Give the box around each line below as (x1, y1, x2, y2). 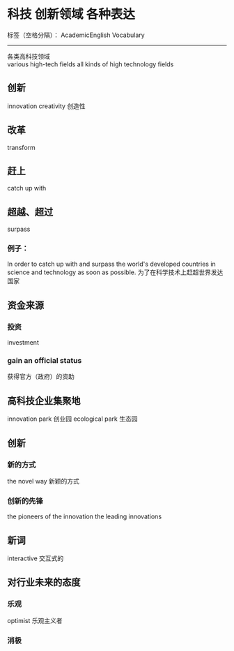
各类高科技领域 (7, 52, 50, 60)
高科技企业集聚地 (7, 395, 81, 407)
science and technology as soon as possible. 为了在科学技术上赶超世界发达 (7, 268, 224, 276)
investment (7, 338, 40, 347)
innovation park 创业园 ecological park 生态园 (7, 414, 138, 423)
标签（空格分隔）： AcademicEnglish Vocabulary (7, 31, 145, 39)
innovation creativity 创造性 (7, 102, 86, 110)
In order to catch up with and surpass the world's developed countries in (7, 260, 216, 269)
